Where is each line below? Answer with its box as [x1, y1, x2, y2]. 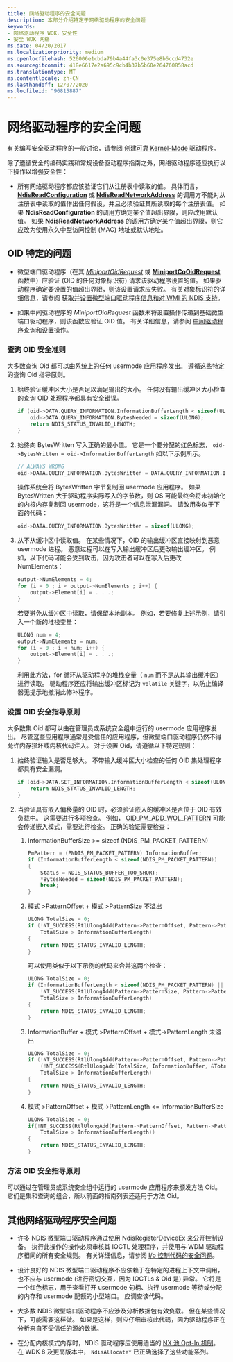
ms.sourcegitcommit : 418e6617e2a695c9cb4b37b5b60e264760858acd [7, 62, 194, 69]
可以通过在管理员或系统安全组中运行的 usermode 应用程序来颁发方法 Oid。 [7, 1183, 222, 1191]
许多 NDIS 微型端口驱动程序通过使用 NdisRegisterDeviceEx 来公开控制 [17, 1234, 218, 1243]
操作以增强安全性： [12, 167, 68, 176]
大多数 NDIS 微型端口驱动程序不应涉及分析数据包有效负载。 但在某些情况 [17, 1306, 226, 1315]
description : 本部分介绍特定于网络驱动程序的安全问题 [7, 17, 146, 24]
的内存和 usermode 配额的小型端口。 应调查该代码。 [17, 1292, 168, 1300]
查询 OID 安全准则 [7, 344, 66, 354]
